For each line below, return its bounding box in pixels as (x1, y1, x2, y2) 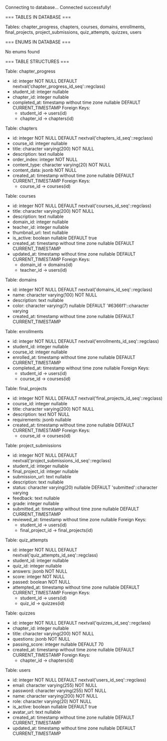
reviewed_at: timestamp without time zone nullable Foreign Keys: (12, 517, 146, 522)
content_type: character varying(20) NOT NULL (12, 162, 111, 168)
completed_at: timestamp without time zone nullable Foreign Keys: (12, 365, 149, 371)
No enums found (5, 49, 40, 54)
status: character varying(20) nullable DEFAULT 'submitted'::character (12, 484, 158, 490)
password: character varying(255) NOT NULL (12, 688, 107, 694)
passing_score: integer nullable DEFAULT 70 (12, 641, 104, 647)
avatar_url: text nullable (12, 709, 61, 715)
